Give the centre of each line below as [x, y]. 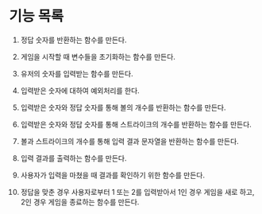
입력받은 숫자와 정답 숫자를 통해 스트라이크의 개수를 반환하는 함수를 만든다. [136, 124]
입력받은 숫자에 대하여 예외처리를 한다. [80, 90]
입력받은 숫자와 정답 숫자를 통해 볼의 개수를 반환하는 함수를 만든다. [123, 107]
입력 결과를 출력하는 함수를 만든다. [73, 158]
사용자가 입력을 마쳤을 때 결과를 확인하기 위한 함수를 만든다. [113, 175]
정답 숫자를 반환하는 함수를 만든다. [73, 40]
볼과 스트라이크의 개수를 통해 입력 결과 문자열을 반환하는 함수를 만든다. [129, 141]
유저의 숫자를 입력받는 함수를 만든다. [77, 73]
